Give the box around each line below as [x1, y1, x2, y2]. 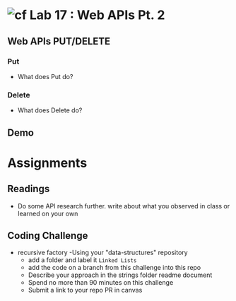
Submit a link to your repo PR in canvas [28, 286, 143, 295]
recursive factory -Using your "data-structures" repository [17, 248, 189, 257]
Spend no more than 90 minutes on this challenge [28, 278, 174, 287]
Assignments [7, 155, 88, 171]
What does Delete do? [17, 106, 83, 114]
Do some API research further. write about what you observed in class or [17, 201, 230, 210]
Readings [7, 183, 50, 195]
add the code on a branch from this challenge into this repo [28, 264, 201, 272]
